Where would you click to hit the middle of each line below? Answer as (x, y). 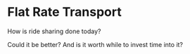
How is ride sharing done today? (54, 31)
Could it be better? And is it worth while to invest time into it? (95, 44)
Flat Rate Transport (64, 12)
